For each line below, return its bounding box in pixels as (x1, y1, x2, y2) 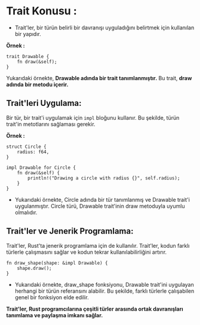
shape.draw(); (17, 265, 52, 271)
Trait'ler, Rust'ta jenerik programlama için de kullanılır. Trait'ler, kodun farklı (6, 242, 190, 249)
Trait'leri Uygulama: (6, 98, 82, 108)
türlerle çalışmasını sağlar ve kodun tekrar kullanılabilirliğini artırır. (6, 248, 167, 256)
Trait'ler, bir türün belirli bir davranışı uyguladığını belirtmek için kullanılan (14, 24, 195, 31)
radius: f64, (17, 148, 50, 155)
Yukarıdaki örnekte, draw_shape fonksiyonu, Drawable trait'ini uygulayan (14, 281, 194, 288)
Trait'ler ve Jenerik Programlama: (6, 226, 134, 236)
